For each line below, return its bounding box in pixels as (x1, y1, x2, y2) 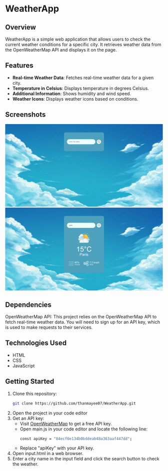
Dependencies (5, 300, 51, 309)
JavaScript (12, 362, 35, 368)
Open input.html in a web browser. (12, 450, 83, 456)
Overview (5, 23, 36, 32)
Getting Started (5, 377, 54, 386)
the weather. (12, 461, 38, 467)
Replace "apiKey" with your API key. (19, 445, 94, 451)
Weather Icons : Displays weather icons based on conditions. (12, 96, 138, 102)
